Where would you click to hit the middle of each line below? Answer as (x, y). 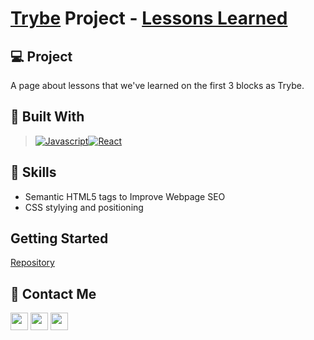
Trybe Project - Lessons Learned (149, 18)
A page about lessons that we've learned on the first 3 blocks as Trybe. (157, 85)
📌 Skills (33, 172)
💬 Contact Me (53, 293)
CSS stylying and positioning (84, 207)
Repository (32, 263)
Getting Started (59, 238)
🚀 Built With (47, 117)
